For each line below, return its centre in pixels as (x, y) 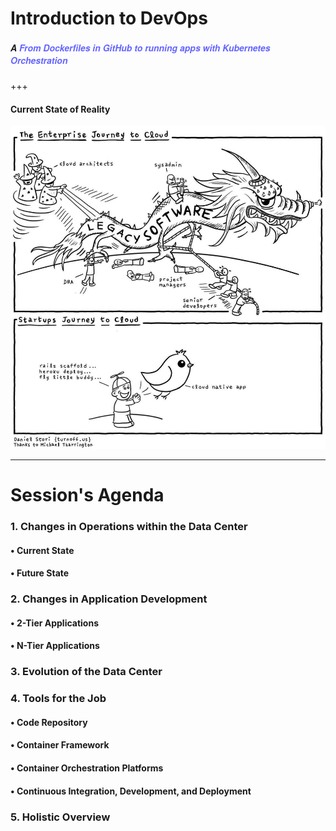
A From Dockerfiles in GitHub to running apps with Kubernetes (140, 47)
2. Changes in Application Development (109, 599)
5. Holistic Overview (60, 817)
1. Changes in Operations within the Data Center (129, 527)
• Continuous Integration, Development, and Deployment (131, 791)
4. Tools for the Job (58, 699)
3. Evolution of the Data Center (86, 672)
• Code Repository (49, 722)
